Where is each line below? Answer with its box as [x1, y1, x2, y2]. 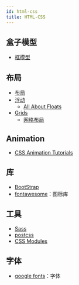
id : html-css [6, 8, 38, 15]
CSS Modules [14, 238, 48, 245]
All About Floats [23, 103, 62, 110]
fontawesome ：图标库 [14, 190, 68, 197]
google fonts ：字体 [14, 273, 61, 280]
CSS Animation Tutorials [14, 149, 73, 156]
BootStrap [14, 183, 39, 190]
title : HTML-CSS [6, 14, 46, 20]
